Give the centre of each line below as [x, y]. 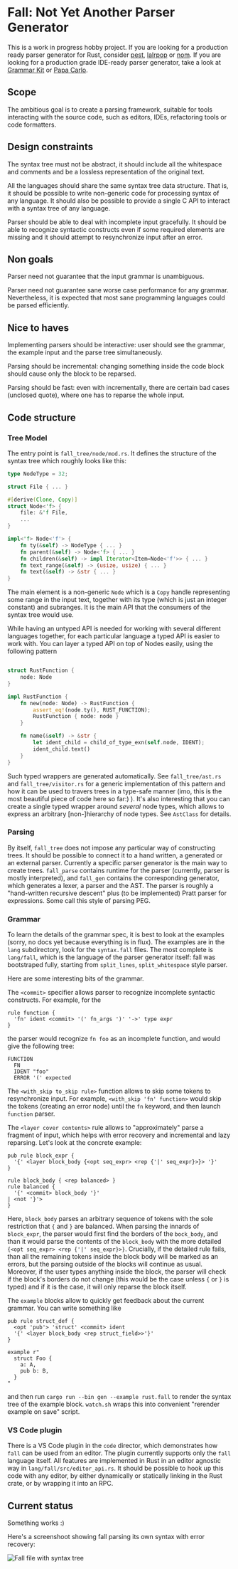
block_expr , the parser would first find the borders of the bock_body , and [113, 1234]
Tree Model [27, 438]
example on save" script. [44, 1412]
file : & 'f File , [44, 513]
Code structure [42, 417]
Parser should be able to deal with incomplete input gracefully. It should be [117, 222]
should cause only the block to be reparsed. [72, 374]
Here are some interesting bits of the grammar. [76, 978]
